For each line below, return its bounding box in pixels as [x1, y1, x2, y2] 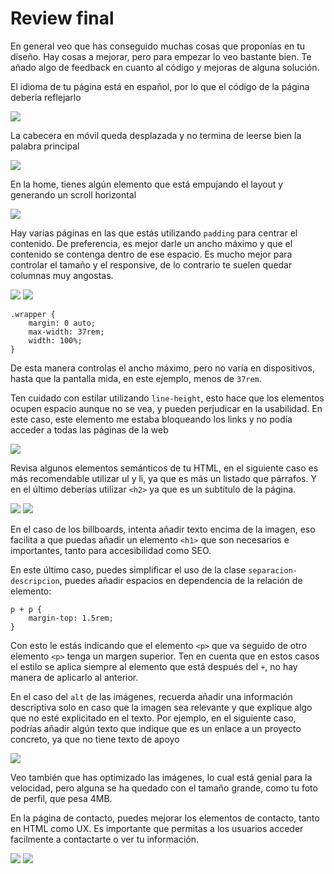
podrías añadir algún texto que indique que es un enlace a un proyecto [10, 722, 302, 734]
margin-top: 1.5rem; [28, 613, 114, 623]
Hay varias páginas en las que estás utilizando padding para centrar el [10, 227, 298, 239]
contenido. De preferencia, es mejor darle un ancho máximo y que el [10, 237, 293, 249]
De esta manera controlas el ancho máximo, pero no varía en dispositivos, [10, 362, 315, 374]
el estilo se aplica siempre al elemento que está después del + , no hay [10, 660, 298, 672]
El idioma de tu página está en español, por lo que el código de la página [10, 80, 310, 92]
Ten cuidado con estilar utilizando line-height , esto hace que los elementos [10, 392, 325, 404]
